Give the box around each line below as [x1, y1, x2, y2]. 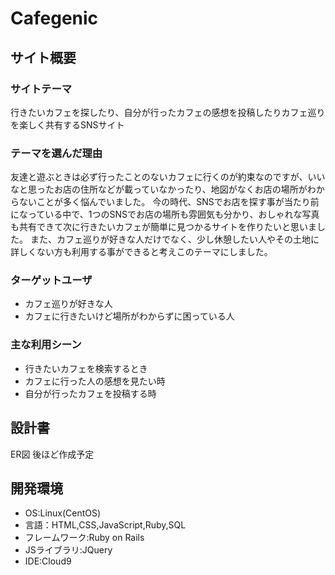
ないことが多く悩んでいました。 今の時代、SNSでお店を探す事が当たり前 [18, 196, 320, 208]
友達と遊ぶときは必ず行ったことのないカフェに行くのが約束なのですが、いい [10, 171, 326, 183]
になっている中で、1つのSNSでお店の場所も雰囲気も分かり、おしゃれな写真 [10, 208, 320, 221]
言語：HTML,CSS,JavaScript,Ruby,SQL [24, 519, 187, 531]
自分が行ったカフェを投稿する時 [24, 387, 157, 399]
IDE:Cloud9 [24, 555, 72, 567]
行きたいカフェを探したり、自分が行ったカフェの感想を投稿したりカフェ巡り [10, 106, 326, 118]
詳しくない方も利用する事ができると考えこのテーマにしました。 [10, 246, 273, 258]
